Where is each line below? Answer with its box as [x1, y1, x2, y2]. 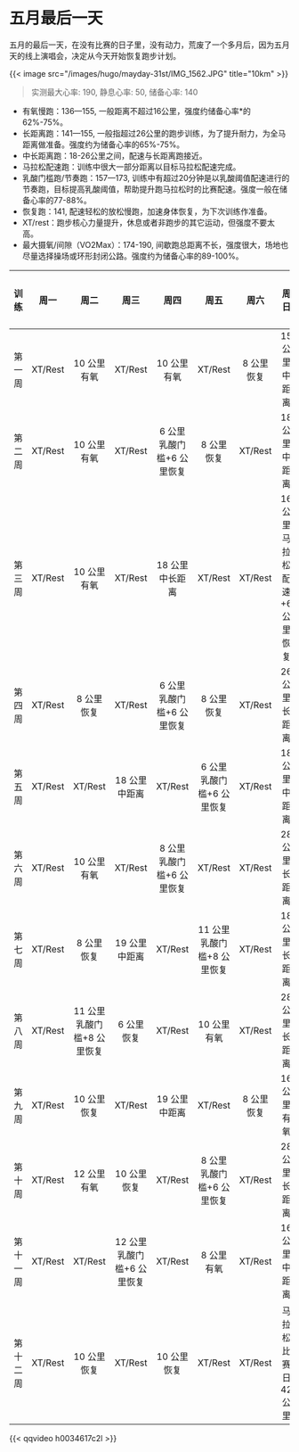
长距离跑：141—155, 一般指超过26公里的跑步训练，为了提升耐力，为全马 [21, 128, 287, 138]
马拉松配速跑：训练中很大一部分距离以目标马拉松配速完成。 [21, 161, 241, 172]
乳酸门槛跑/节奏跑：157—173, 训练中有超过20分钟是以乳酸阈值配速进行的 [21, 172, 290, 183]
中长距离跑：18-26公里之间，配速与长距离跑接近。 [21, 150, 207, 161]
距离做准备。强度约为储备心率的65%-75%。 [21, 139, 185, 150]
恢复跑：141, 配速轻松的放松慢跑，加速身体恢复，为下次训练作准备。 [21, 206, 272, 217]
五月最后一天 [9, 8, 104, 29]
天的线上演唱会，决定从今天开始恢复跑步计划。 [9, 50, 181, 61]
